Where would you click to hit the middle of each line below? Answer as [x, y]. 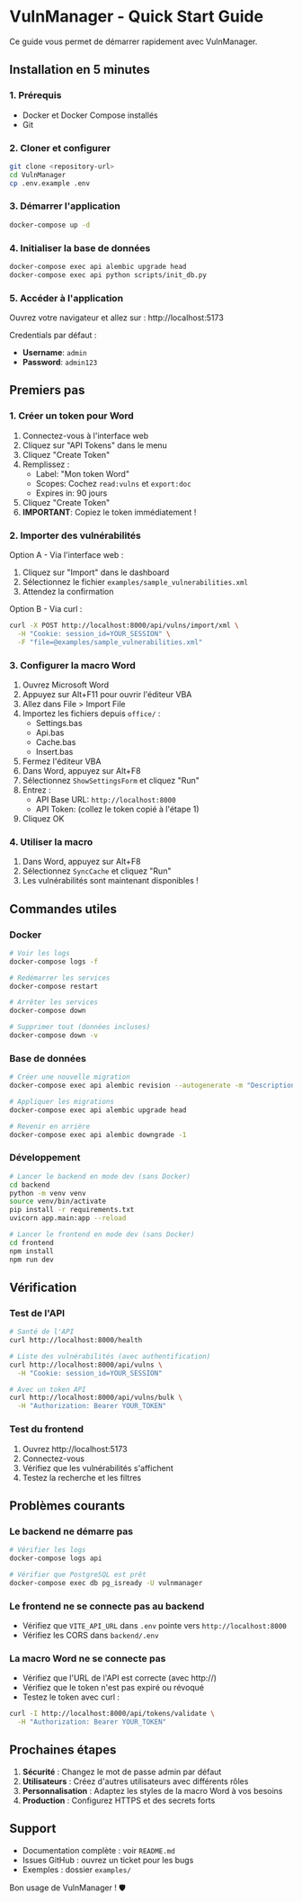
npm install [31, 1251]
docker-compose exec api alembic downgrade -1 [98, 1135]
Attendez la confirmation [68, 592]
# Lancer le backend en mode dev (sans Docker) [100, 1176]
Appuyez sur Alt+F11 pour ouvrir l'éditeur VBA [107, 694]
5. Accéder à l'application [67, 298]
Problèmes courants [67, 1506]
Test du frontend [46, 1430]
